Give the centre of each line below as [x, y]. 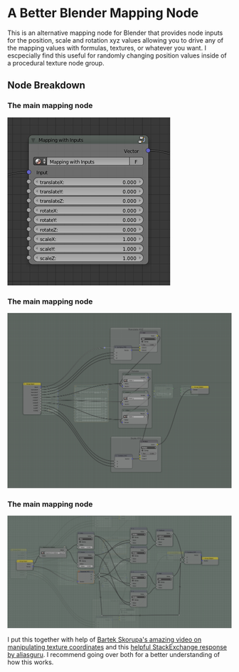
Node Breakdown [46, 86]
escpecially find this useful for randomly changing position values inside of [117, 55]
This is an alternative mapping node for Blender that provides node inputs [115, 33]
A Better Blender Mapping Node [103, 13]
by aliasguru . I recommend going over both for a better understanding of [114, 655]
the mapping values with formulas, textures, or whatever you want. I [107, 48]
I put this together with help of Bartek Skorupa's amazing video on [104, 640]
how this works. [31, 662]
